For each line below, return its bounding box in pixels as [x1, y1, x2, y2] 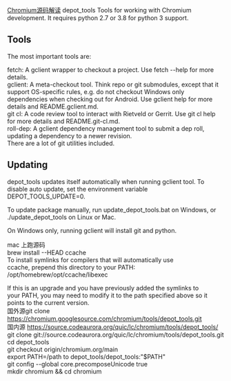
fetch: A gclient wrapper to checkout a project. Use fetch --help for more [7, 65, 214, 74]
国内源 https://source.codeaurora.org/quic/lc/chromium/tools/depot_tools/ [7, 322, 219, 331]
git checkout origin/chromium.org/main [7, 345, 119, 353]
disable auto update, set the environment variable [7, 185, 148, 193]
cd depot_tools [7, 337, 50, 346]
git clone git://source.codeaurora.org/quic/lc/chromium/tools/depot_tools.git [7, 331, 224, 339]
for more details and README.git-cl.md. [7, 117, 121, 125]
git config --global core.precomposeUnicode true [7, 360, 148, 368]
